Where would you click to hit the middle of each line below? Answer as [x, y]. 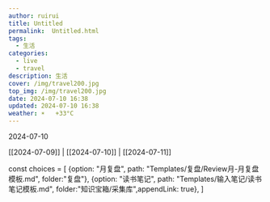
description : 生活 [38, 76]
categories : [28, 53]
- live [27, 61]
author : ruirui [34, 16]
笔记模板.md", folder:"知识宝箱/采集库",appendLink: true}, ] [106, 189]
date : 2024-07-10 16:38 [49, 99]
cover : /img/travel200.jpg [54, 83]
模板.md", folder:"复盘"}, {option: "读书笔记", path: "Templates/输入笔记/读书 [135, 179]
